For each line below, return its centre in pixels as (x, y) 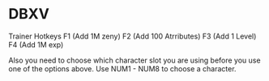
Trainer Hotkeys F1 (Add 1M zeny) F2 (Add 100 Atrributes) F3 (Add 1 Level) (132, 36)
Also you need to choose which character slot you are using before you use (134, 60)
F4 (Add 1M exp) (36, 44)
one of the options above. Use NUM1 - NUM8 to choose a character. (122, 68)
